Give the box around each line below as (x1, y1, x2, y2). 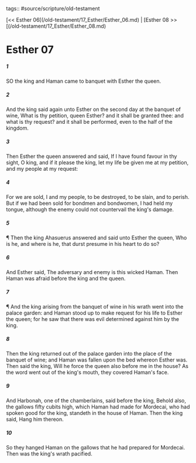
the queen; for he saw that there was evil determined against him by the (6, 315, 180, 322)
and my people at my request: (6, 165, 78, 173)
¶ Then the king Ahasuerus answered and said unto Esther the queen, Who (6, 234, 187, 241)
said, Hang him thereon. (6, 415, 64, 423)
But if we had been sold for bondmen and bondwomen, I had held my (6, 200, 173, 207)
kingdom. (6, 124, 29, 131)
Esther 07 (6, 43, 54, 56)
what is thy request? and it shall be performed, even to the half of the (6, 119, 173, 126)
